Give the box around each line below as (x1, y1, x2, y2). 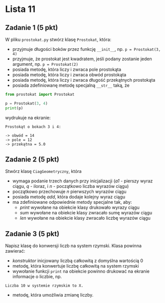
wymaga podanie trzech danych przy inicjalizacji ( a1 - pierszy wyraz (12, 178, 153, 184)
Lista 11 (5, 3, 36, 15)
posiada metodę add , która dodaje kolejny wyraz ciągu (12, 194, 126, 200)
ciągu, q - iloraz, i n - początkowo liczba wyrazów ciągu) (12, 183, 129, 189)
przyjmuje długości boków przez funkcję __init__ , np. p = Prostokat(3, (12, 46, 161, 52)
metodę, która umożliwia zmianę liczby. (12, 292, 94, 298)
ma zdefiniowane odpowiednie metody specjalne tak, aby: (12, 199, 132, 205)
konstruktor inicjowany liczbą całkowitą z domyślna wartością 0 (12, 258, 144, 264)
